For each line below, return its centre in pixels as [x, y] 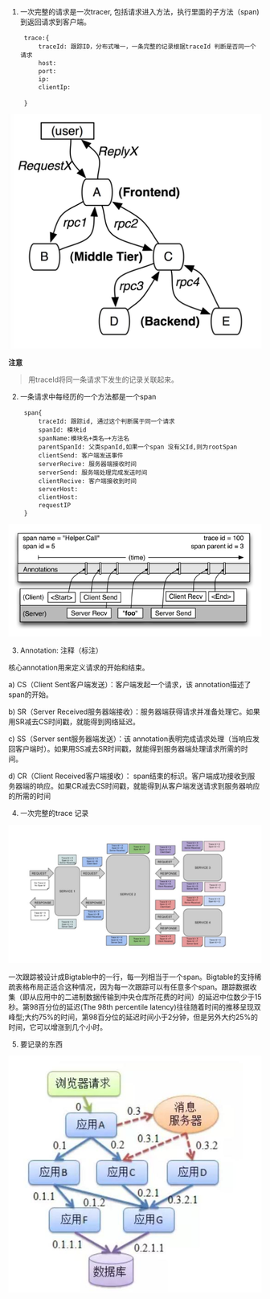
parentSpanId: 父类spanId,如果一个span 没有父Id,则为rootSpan [138, 447]
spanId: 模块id [62, 430]
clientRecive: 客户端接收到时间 [87, 481]
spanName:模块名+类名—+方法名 [84, 439]
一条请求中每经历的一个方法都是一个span [88, 397]
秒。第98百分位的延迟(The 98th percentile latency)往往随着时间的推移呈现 [131, 1007]
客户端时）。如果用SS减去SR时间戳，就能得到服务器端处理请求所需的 [128, 748]
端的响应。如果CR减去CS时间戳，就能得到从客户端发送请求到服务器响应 [141, 785]
